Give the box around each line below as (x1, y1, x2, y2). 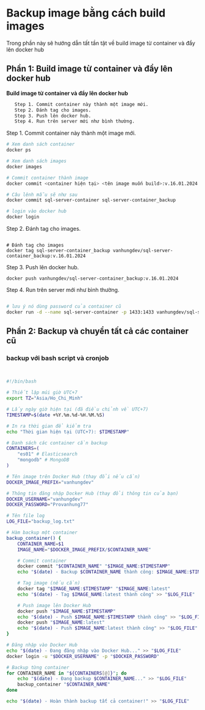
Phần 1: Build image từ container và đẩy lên (6, 64, 173, 74)
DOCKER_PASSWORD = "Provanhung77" (6, 502, 88, 508)
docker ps (6, 147, 32, 153)
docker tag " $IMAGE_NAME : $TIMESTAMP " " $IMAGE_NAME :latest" (17, 586, 171, 592)
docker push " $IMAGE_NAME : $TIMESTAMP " (17, 608, 116, 615)
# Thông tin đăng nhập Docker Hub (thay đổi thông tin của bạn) (6, 490, 179, 496)
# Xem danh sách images (6, 158, 67, 164)
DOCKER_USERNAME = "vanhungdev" (6, 496, 84, 502)
